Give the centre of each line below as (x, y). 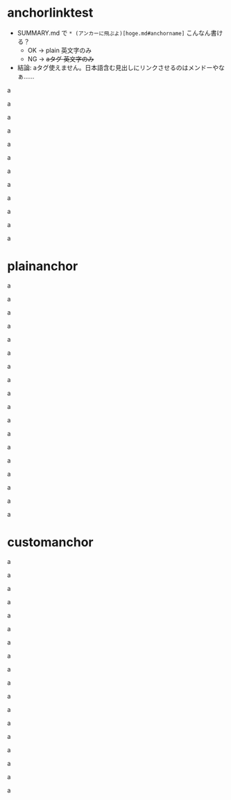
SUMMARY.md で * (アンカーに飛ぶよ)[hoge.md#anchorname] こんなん (114, 33)
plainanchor (43, 266)
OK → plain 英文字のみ (60, 50)
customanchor (50, 542)
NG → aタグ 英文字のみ (61, 59)
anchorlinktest (50, 13)
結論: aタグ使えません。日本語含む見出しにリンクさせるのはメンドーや (118, 67)
